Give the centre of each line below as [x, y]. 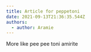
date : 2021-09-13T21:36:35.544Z [45, 17]
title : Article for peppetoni [43, 11]
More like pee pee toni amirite [42, 44]
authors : [17, 22]
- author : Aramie [33, 27]
